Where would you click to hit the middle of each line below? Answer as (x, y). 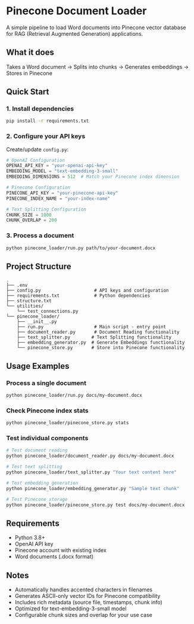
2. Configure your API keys (46, 136)
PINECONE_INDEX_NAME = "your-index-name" (58, 198)
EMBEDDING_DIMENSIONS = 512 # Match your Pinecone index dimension (93, 177)
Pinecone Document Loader (76, 11)
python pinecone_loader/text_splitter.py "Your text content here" (92, 472)
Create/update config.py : (37, 149)
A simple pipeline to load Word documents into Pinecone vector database (96, 27)
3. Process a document (40, 236)
